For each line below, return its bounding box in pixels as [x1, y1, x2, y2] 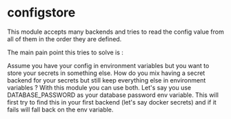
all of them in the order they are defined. [7, 34, 122, 43]
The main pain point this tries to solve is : [7, 48, 124, 56]
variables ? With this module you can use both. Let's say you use [7, 83, 192, 91]
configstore [7, 5, 76, 21]
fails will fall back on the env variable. [7, 105, 114, 113]
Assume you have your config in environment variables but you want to [7, 61, 210, 69]
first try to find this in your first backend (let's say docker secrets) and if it [7, 98, 217, 106]
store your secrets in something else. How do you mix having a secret [7, 69, 205, 77]
